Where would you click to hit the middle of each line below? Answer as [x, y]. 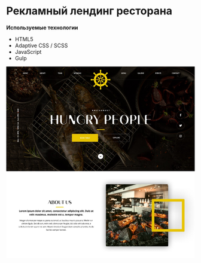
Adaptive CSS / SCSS [41, 45]
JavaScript [28, 51]
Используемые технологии [42, 27]
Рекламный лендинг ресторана [89, 11]
